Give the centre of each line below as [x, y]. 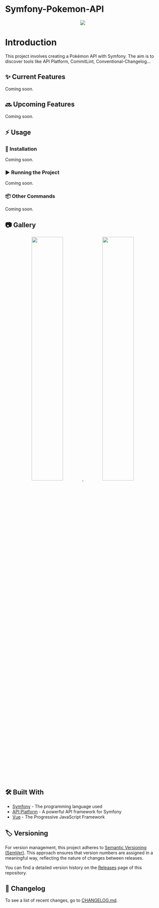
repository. [16, 873]
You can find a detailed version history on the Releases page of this [74, 867]
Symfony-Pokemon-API [55, 9]
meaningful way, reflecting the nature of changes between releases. [74, 858]
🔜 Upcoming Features [40, 104]
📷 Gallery [20, 225]
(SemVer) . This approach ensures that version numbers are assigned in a [79, 853]
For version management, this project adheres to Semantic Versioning [76, 848]
